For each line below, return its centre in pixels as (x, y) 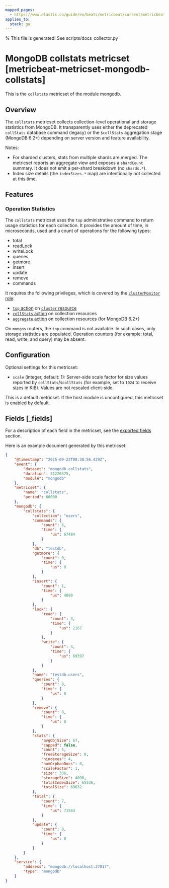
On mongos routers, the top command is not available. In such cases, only (80, 328)
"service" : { (28, 862)
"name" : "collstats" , (46, 492)
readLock (22, 246)
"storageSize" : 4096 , (64, 778)
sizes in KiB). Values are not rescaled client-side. (63, 388)
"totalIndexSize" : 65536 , (68, 783)
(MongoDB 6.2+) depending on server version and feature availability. (77, 138)
